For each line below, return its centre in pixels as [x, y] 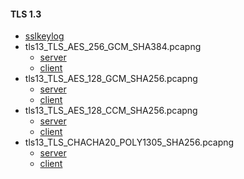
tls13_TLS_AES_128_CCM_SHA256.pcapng [111, 111]
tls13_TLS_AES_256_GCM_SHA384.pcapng [113, 47]
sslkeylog [44, 36]
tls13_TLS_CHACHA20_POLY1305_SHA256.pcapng [129, 142]
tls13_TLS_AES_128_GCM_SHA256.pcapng [111, 79]
